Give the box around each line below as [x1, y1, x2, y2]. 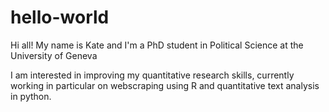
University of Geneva [10, 49, 98, 61]
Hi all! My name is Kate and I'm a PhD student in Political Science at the [10, 39, 304, 51]
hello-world [10, 6, 110, 29]
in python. [10, 90, 52, 102]
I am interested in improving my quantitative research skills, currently [10, 69, 295, 81]
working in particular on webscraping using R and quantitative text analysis [10, 79, 320, 91]
